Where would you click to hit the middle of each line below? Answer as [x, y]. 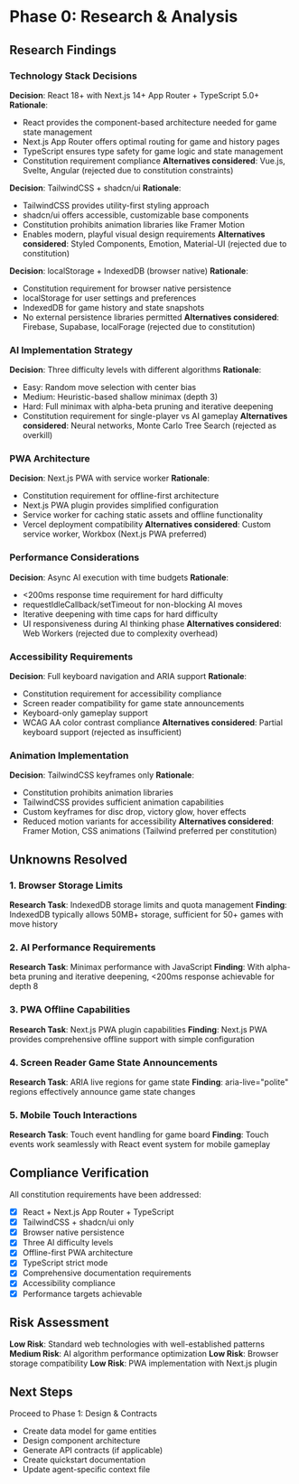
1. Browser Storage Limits [66, 885]
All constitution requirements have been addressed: [105, 1195]
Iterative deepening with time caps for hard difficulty [120, 614]
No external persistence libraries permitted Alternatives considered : [151, 317]
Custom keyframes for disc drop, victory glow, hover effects [134, 812]
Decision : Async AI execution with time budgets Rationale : [119, 577]
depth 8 [24, 986]
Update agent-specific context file [86, 1470]
